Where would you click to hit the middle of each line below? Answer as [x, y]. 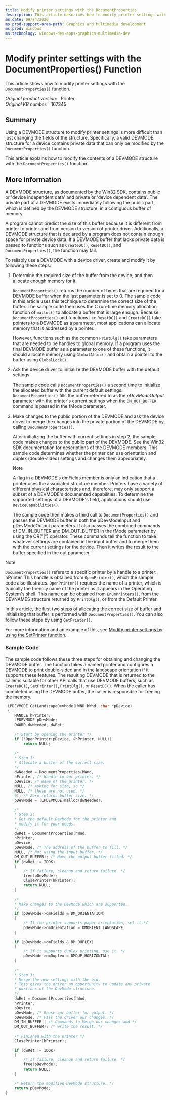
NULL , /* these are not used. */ [50, 791]
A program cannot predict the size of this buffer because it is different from [83, 223]
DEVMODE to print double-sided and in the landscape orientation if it [77, 670]
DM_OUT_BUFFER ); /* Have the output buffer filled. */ [73, 857]
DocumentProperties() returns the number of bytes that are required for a [89, 290]
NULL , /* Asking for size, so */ [50, 786]
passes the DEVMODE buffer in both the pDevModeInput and [76, 520]
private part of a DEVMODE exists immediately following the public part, [80, 202]
